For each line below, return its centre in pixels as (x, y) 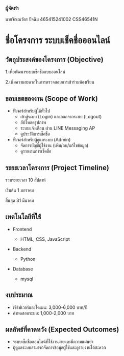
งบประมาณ (19, 295)
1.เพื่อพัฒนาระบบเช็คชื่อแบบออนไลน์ (35, 72)
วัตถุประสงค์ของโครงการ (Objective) (54, 59)
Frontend (22, 229)
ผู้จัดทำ (12, 8)
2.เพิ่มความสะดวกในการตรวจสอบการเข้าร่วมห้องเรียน (50, 82)
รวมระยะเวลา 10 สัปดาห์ (26, 180)
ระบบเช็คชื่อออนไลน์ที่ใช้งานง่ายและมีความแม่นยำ (53, 342)
